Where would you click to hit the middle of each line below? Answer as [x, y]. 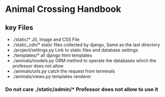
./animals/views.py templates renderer [52, 76]
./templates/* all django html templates [52, 55]
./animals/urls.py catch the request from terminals [64, 71]
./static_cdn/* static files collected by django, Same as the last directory [86, 45]
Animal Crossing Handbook [63, 9]
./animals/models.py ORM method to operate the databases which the [84, 60]
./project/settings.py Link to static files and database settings [75, 50]
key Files [19, 28]
